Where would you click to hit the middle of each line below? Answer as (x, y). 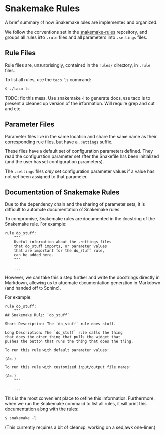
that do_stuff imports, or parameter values (61, 246)
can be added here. (34, 255)
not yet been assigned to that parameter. (46, 176)
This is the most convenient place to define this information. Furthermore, (80, 398)
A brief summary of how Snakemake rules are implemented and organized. (81, 22)
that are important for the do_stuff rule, (60, 251)
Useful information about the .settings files (63, 242)
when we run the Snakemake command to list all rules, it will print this (76, 404)
